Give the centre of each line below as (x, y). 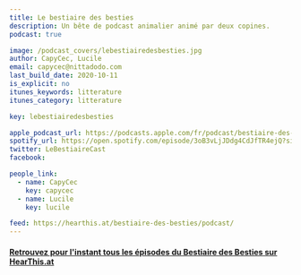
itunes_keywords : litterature (66, 92)
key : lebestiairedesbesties (62, 116)
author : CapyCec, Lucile (56, 59)
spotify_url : (34, 141)
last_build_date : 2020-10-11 (64, 76)
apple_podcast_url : (46, 133)
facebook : (28, 158)
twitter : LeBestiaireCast (57, 150)
